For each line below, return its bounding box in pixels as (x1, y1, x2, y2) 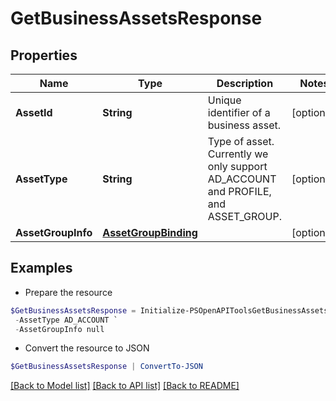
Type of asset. (207, 135, 275, 148)
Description (216, 77, 274, 90)
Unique (207, 93, 242, 107)
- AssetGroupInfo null (14, 324, 105, 334)
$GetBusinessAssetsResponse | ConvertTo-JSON (10, 362, 203, 372)
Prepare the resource (24, 286, 113, 298)
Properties (10, 47, 78, 64)
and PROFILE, (207, 185, 272, 198)
